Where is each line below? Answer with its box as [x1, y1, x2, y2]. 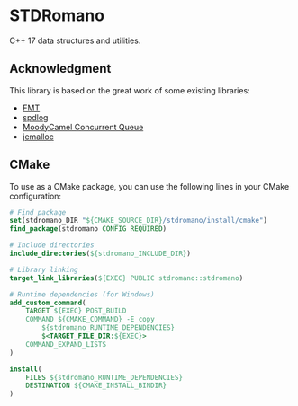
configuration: [9, 190, 61, 201]
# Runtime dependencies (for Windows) [9, 289, 155, 299]
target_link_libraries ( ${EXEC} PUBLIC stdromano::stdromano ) [9, 273, 244, 283]
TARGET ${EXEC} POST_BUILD [25, 306, 127, 315]
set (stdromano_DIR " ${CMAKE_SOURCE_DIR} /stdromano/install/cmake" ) [9, 216, 268, 225]
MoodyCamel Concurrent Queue [22, 121, 144, 132]
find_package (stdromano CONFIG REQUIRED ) [9, 225, 167, 234]
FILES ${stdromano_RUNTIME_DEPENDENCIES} [25, 373, 183, 382]
